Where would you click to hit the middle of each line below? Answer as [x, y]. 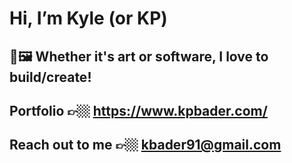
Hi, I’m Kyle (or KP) [88, 18]
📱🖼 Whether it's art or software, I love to [139, 56]
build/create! [50, 77]
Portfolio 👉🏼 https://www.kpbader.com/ [138, 110]
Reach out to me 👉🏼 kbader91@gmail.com [145, 145]
